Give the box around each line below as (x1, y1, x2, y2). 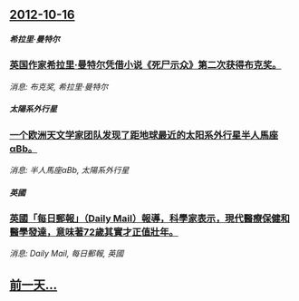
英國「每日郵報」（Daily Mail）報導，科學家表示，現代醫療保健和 (9, 212, 290, 225)
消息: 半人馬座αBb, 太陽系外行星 (9, 165, 130, 176)
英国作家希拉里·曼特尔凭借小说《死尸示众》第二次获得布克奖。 (9, 59, 282, 72)
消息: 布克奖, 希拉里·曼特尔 (9, 81, 109, 92)
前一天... (9, 277, 58, 293)
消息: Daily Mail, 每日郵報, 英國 (9, 248, 124, 259)
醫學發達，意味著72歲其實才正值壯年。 (9, 226, 178, 238)
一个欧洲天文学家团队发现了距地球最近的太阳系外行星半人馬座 (9, 129, 279, 141)
